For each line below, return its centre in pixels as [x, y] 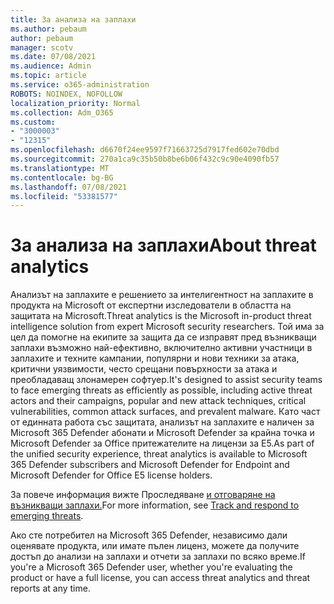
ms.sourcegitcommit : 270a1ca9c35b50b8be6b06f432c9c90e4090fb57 [145, 159]
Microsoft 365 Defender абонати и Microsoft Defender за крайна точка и [162, 433]
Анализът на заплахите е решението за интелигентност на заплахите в [162, 295]
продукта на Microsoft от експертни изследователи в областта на [151, 305]
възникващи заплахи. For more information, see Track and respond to [155, 505]
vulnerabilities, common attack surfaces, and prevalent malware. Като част [165, 412]
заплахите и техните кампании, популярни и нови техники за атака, [155, 358]
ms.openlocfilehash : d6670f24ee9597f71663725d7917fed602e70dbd [145, 150]
